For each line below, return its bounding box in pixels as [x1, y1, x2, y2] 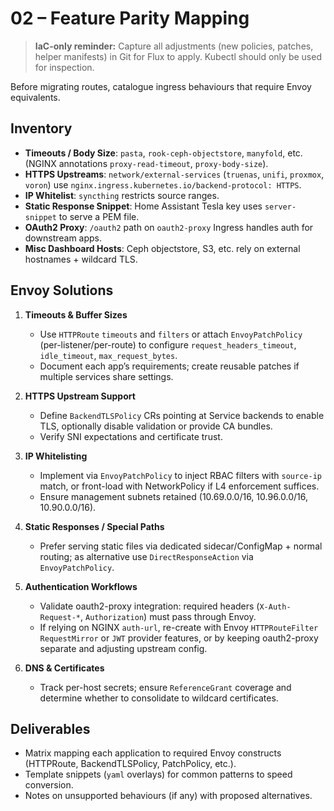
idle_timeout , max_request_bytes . [39, 349, 178, 361]
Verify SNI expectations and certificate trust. [39, 430, 223, 442]
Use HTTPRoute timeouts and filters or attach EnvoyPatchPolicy [39, 328, 303, 340]
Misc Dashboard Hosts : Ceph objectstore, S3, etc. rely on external [24, 242, 301, 254]
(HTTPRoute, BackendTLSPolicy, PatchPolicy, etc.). [24, 758, 237, 770]
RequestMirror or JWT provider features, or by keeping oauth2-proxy [39, 632, 319, 644]
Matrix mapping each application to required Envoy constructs [24, 747, 282, 759]
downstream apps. [24, 232, 103, 244]
